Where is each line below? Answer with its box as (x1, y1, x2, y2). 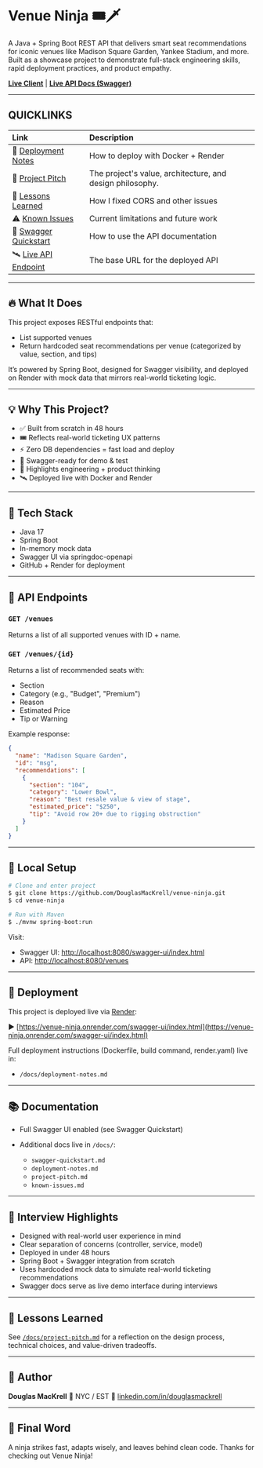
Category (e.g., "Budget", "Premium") (19, 689, 141, 699)
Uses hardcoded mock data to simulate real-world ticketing (19, 1265, 211, 1274)
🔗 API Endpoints (8, 590, 88, 604)
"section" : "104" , (28, 781, 89, 789)
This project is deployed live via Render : (8, 1006, 137, 1016)
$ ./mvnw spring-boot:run (8, 918, 92, 926)
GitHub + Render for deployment (19, 561, 125, 570)
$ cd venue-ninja (8, 897, 65, 904)
